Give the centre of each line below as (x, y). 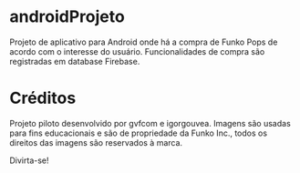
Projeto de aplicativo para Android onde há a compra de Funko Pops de (144, 42)
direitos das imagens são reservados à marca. (96, 142)
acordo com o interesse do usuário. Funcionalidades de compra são (137, 51)
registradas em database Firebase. (75, 61)
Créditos (43, 98)
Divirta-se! (29, 160)
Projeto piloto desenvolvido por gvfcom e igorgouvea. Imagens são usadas (150, 123)
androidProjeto (67, 17)
